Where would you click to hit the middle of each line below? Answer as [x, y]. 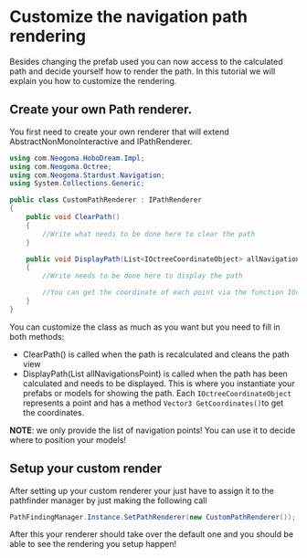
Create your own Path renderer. [101, 110]
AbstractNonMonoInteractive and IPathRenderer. [101, 141]
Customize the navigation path [129, 17]
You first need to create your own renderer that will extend [120, 132]
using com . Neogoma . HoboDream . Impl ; [77, 158]
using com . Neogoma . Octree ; [61, 166]
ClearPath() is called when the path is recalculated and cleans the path [156, 354]
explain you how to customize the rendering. [93, 80]
